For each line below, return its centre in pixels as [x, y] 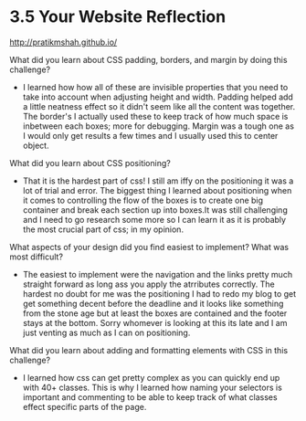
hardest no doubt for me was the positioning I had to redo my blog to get [159, 293]
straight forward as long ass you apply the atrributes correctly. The [149, 284]
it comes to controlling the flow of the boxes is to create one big [142, 200]
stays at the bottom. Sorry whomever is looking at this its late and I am [155, 322]
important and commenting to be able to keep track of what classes [150, 397]
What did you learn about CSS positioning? [90, 163]
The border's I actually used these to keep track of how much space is [155, 116]
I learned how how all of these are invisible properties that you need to [155, 87]
